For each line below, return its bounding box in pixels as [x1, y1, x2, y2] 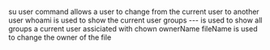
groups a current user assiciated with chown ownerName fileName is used [8, 24, 258, 33]
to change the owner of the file [8, 32, 112, 42]
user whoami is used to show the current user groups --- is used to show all [8, 15, 263, 25]
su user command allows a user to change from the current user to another [8, 7, 259, 16]
